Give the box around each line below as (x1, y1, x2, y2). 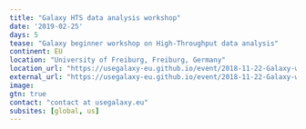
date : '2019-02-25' (9, 22, 84, 31)
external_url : (9, 73, 64, 82)
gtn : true (9, 89, 47, 98)
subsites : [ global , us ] (9, 106, 100, 115)
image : (9, 81, 35, 90)
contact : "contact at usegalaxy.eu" (9, 97, 148, 107)
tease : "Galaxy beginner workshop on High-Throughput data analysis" (9, 38, 280, 48)
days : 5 (9, 30, 39, 39)
